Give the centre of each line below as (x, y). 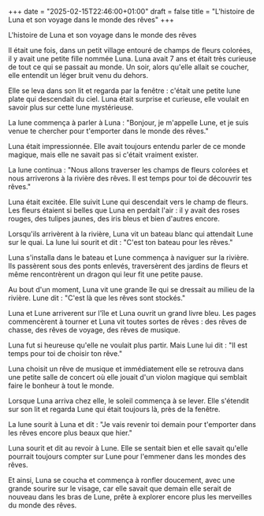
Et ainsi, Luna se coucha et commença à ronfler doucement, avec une (121, 480)
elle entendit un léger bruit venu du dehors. (78, 75)
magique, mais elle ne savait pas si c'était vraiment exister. (103, 154)
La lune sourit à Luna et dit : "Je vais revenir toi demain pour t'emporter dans (132, 424)
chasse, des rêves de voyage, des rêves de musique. (95, 330)
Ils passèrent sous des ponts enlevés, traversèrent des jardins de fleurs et (128, 266)
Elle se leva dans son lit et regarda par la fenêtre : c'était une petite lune (125, 91)
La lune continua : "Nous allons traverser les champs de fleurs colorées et (128, 170)
